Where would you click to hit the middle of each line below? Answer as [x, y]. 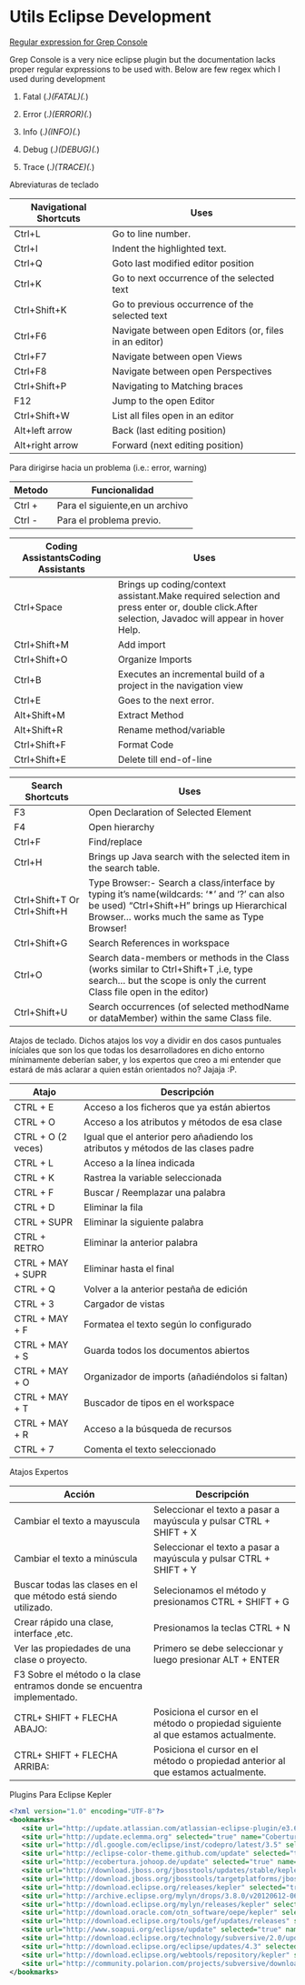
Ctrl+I [26, 248]
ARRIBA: [32, 1766]
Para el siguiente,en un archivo [123, 505]
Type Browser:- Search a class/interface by [182, 882]
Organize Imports [155, 659]
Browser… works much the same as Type [177, 917]
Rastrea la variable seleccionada [153, 1178]
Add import [142, 645]
